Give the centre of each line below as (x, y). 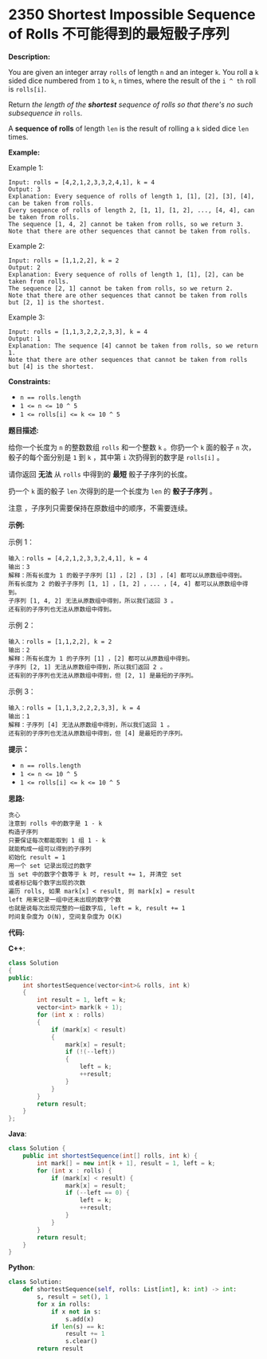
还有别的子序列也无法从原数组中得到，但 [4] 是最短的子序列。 (97, 733)
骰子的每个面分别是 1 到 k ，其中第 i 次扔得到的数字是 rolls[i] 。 (116, 457)
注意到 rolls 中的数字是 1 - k (55, 823)
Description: (29, 57)
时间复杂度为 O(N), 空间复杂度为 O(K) (65, 917)
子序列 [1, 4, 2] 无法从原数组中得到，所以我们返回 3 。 (93, 601)
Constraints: (29, 381)
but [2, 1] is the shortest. (57, 302)
